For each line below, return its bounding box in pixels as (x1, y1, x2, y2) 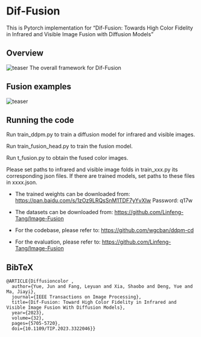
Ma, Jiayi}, (6, 289, 36, 295)
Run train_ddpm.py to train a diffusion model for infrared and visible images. (6, 131, 195, 138)
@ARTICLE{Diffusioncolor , (6, 279, 74, 285)
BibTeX (6, 262, 33, 272)
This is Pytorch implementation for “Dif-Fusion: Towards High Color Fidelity (6, 24, 193, 31)
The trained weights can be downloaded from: (14, 191, 130, 198)
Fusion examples (6, 81, 71, 92)
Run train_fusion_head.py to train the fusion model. (6, 143, 133, 150)
